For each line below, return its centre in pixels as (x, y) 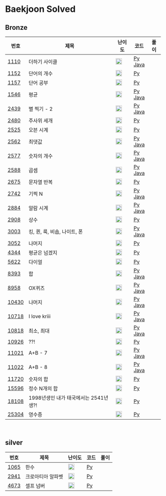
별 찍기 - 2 (41, 109)
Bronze (17, 28)
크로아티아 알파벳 (44, 476)
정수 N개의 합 (43, 389)
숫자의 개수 (41, 156)
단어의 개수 (41, 74)
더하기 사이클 (43, 62)
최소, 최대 (39, 331)
